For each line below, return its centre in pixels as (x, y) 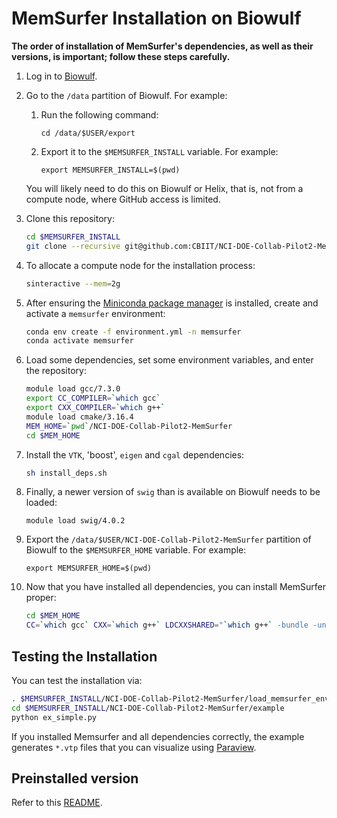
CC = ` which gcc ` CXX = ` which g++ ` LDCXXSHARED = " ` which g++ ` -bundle (167, 625)
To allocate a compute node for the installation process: (140, 265)
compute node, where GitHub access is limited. (123, 199)
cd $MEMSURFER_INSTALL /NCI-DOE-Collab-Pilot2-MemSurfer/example (148, 708)
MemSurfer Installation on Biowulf (156, 18)
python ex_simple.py (54, 717)
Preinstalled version (75, 778)
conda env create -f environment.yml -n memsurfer (133, 332)
